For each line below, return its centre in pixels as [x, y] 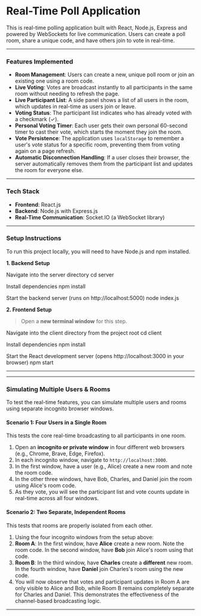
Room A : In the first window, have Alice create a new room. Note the [99, 543]
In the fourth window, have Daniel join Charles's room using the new [99, 569]
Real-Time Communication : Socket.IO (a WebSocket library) [90, 217]
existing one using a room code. [54, 81]
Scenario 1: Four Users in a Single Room [56, 422]
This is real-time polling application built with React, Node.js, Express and [97, 28]
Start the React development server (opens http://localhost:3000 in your [95, 356]
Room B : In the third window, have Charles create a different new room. [104, 563]
